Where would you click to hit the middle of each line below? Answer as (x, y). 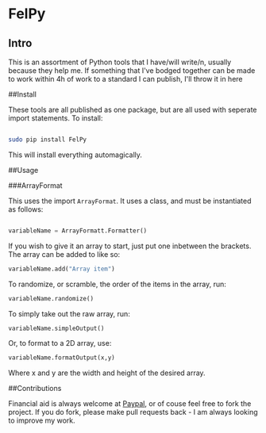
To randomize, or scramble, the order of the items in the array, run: (117, 284)
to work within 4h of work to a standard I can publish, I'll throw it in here (126, 79)
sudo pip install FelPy (48, 140)
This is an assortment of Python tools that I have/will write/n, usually (120, 62)
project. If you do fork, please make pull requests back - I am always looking (133, 412)
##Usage (23, 170)
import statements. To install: (56, 118)
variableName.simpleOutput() (56, 328)
